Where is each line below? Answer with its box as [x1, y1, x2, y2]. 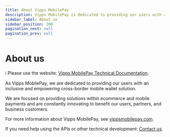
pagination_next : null [5, 26, 53, 31]
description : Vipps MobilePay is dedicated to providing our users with [5, 12, 162, 17]
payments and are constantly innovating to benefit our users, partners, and [5, 100, 162, 107]
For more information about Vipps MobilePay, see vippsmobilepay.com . [5, 116, 154, 122]
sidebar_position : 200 [5, 21, 53, 27]
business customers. [5, 106, 49, 112]
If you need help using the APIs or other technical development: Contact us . [5, 125, 163, 132]
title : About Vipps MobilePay [5, 7, 69, 13]
